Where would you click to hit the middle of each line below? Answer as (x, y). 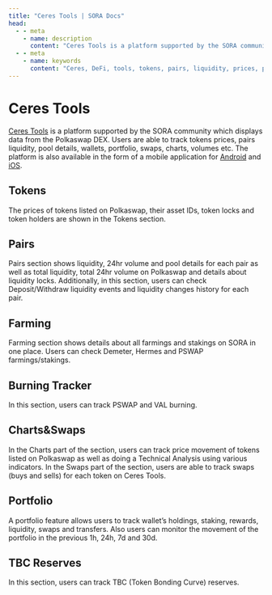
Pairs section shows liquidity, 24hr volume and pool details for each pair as (134, 264)
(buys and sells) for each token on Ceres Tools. (87, 475)
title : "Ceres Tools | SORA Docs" (67, 16)
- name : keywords (52, 61)
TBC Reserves (45, 563)
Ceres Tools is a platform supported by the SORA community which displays (136, 131)
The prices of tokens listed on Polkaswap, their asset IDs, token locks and (132, 210)
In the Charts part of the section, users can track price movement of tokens (134, 449)
